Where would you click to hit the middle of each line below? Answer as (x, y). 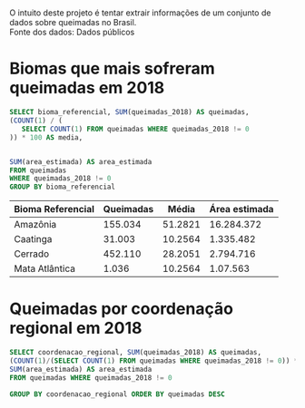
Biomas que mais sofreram (112, 68)
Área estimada (241, 209)
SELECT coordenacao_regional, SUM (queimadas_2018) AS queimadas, (135, 353)
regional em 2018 (76, 328)
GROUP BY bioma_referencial (63, 187)
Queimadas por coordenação (122, 309)
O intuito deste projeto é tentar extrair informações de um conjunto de (140, 13)
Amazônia (35, 225)
